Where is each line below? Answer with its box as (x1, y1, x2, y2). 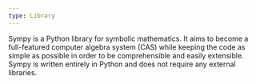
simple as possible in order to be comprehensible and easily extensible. (8, 50, 244, 60)
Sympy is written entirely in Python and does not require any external (8, 59, 236, 69)
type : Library (8, 11, 56, 20)
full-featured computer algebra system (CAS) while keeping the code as (8, 42, 246, 52)
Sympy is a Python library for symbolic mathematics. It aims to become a (8, 34, 249, 43)
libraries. (8, 67, 38, 77)
